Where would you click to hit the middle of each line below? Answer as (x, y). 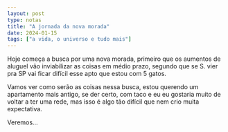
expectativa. (25, 109)
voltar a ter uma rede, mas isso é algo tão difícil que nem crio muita (103, 102)
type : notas (24, 20)
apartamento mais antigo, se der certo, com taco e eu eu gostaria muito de (114, 95)
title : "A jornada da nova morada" (59, 26)
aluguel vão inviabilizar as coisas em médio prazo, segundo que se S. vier (113, 66)
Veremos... (23, 122)
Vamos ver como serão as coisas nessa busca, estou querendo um (103, 87)
